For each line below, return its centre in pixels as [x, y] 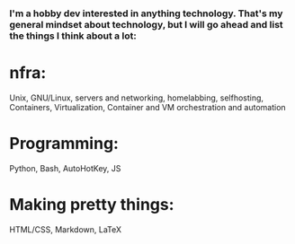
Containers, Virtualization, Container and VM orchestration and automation [147, 107]
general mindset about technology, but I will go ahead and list [146, 24]
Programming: [64, 144]
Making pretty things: [92, 204]
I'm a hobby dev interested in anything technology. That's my [146, 13]
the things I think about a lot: [73, 36]
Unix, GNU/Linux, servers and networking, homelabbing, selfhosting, [136, 98]
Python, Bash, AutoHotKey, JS [65, 168]
